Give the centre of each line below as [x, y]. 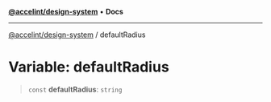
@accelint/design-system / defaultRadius [77, 35]
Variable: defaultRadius [89, 67]
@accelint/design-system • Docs [66, 12]
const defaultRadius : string [75, 89]
